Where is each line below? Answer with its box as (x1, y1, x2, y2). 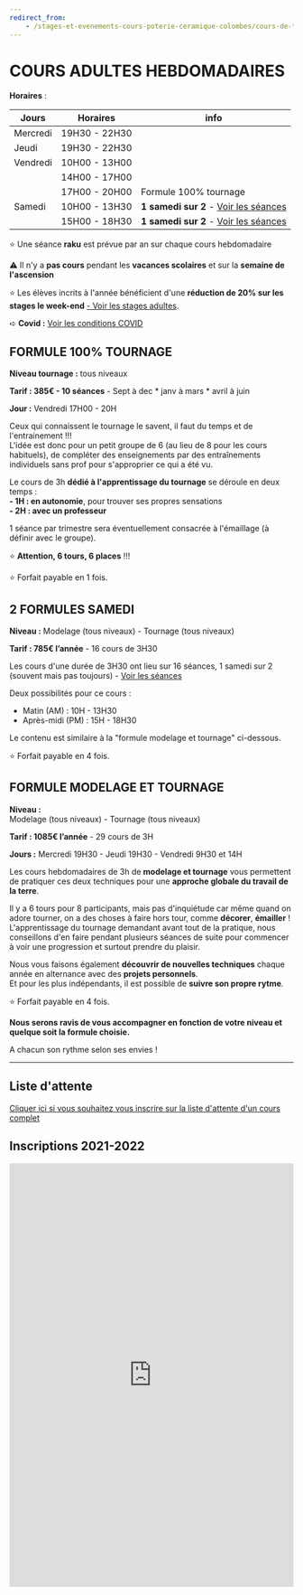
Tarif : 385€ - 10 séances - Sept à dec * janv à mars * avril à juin (9, 386, 251, 397)
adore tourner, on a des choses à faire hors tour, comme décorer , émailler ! (9, 912, 291, 923)
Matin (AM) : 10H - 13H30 (22, 706, 117, 717)
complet (9, 1112, 41, 1123)
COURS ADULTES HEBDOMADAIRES (9, 61, 286, 81)
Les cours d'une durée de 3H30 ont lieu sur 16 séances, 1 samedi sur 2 (9, 661, 273, 671)
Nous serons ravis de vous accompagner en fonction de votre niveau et (9, 1017, 282, 1027)
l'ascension (9, 269, 54, 280)
